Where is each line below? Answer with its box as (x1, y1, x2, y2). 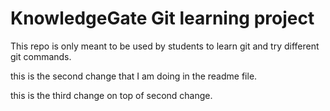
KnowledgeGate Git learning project (10, 7, 315, 30)
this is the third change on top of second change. (10, 89, 213, 101)
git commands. (10, 50, 72, 62)
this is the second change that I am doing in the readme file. (10, 70, 258, 82)
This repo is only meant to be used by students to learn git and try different (10, 40, 320, 52)
